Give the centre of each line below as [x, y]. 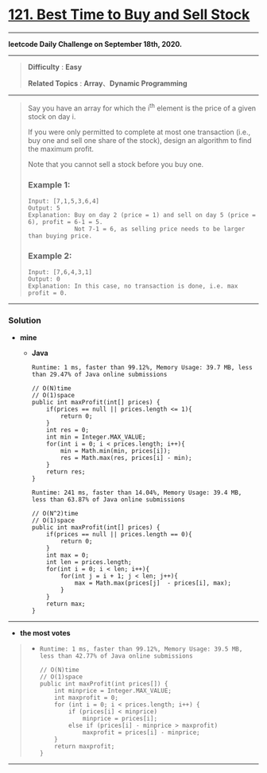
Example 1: [49, 184]
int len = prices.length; [89, 562]
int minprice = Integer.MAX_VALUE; [113, 691]
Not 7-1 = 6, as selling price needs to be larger [160, 229]
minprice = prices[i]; [120, 719]
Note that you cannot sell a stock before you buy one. [116, 164]
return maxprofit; [85, 747]
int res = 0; [68, 431]
